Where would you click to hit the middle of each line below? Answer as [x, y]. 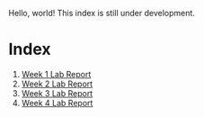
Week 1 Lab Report [56, 74]
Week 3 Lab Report [57, 93]
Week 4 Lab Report [57, 103]
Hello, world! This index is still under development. [102, 13]
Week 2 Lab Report [57, 84]
